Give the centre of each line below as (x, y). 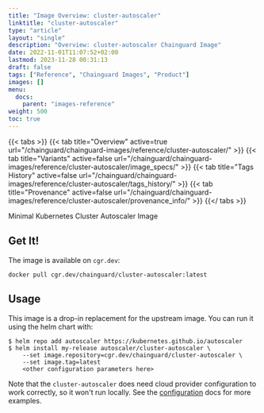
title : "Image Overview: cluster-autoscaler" (84, 15)
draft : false (30, 68)
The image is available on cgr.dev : (64, 260)
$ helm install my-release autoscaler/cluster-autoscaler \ (110, 348)
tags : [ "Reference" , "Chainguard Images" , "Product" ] (99, 75)
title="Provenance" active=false (60, 192)
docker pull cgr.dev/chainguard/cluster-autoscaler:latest (108, 275)
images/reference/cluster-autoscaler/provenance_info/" (99, 200)
